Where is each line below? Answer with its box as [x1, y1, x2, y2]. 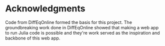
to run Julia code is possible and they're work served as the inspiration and [5, 30, 160, 36]
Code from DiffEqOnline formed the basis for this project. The [5, 19, 132, 25]
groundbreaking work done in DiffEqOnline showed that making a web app [5, 24, 159, 30]
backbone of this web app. [5, 35, 60, 41]
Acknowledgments [5, 3, 86, 14]
